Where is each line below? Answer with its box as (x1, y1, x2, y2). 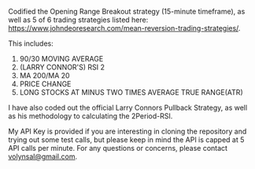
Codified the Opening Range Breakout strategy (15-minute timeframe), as (8, 7, 246, 16)
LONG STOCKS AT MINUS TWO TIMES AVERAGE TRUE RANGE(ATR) (19, 88, 243, 97)
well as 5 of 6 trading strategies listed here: (8, 15, 149, 24)
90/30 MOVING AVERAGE (19, 54, 104, 63)
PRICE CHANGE (19, 79, 72, 88)
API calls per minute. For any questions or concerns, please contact (8, 144, 228, 152)
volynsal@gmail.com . (8, 152, 77, 161)
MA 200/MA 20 (19, 71, 70, 80)
